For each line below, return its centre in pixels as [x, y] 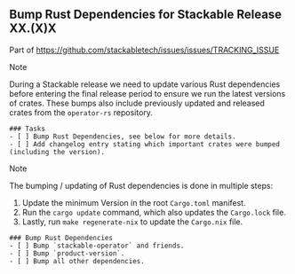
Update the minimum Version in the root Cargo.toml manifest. [134, 202]
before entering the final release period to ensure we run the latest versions [147, 93]
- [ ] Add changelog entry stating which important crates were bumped [144, 144]
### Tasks [28, 129]
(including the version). [57, 152]
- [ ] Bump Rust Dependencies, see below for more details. [123, 137]
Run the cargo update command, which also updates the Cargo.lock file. [154, 212]
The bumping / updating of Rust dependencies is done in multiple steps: [141, 185]
